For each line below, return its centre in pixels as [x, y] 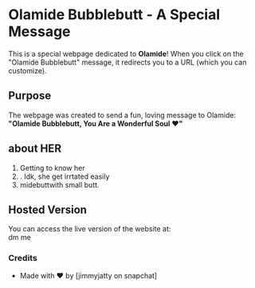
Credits [23, 258]
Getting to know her [52, 168]
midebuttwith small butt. [59, 184]
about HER [35, 149]
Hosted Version [48, 209]
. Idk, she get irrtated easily [65, 176]
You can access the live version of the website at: [90, 229]
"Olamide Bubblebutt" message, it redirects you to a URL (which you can [127, 62]
